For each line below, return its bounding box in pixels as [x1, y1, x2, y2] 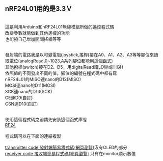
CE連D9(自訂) [5, 95, 33, 101]
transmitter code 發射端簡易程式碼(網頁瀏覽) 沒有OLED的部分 [5, 144, 128, 150]
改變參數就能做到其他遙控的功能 [5, 30, 70, 36]
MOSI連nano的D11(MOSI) [5, 82, 56, 88]
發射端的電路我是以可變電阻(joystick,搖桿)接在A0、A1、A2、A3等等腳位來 [5, 52, 154, 57]
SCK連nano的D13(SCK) [5, 88, 53, 94]
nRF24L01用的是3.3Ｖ [5, 4, 73, 13]
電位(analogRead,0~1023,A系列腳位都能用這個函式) [9, 58, 113, 64]
